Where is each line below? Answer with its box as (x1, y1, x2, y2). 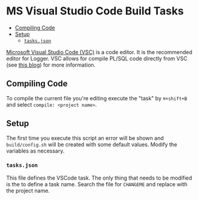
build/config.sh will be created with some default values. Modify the (6, 141, 178, 148)
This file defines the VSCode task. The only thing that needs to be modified (6, 174, 193, 181)
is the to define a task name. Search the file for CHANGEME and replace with (6, 180, 188, 187)
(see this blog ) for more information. (6, 61, 96, 68)
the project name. (6, 187, 50, 194)
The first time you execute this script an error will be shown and (6, 134, 164, 142)
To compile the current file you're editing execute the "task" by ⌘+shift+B (6, 94, 187, 102)
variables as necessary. (6, 147, 65, 154)
